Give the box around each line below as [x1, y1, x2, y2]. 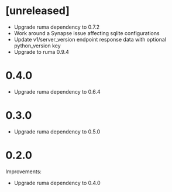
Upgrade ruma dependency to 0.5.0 [13, 128, 101, 135]
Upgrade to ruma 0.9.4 [13, 48, 70, 55]
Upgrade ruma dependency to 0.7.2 [13, 23, 100, 30]
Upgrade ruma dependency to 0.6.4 [13, 88, 101, 95]
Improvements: [5, 168, 42, 175]
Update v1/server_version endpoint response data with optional [13, 36, 166, 43]
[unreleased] [5, 4, 70, 18]
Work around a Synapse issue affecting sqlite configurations [13, 29, 160, 36]
